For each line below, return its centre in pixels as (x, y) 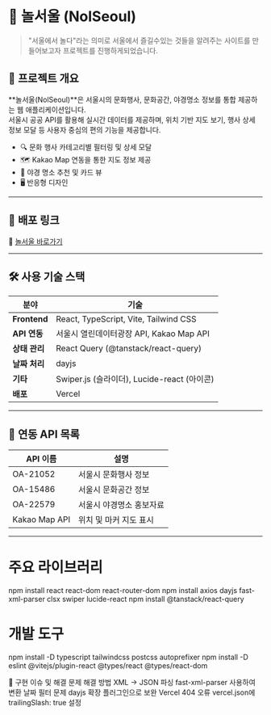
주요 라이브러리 (56, 568)
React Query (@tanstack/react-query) (129, 348)
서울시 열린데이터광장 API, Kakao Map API (133, 334)
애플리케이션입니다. (56, 109)
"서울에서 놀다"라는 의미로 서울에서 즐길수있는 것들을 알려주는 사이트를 (139, 40)
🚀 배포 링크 (34, 220)
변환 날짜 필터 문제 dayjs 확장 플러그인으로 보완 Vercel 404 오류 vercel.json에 (132, 692)
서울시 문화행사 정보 (114, 475)
